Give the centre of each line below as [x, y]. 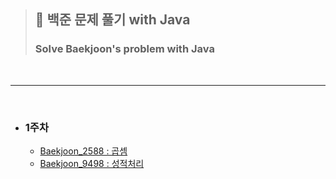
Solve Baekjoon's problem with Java [124, 49]
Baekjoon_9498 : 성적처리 [92, 163]
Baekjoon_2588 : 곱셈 [83, 151]
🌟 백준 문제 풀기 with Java [112, 20]
